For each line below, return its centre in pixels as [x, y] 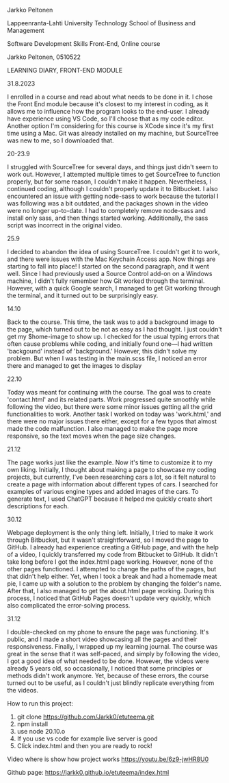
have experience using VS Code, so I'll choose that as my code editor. [106, 119]
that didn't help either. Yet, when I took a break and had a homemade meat [112, 576]
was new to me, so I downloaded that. [60, 140]
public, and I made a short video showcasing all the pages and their [102, 639]
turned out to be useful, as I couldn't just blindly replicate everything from [111, 683]
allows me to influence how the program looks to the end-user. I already [108, 111]
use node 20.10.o [41, 731]
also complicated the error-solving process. [69, 605]
